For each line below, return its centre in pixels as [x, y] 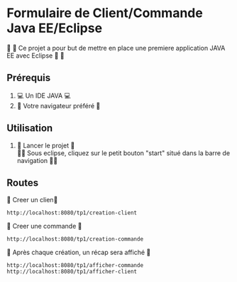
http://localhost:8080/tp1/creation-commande [75, 239]
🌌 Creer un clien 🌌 [32, 200]
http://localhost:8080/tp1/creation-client [72, 213]
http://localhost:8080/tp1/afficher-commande [75, 266]
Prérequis [29, 78]
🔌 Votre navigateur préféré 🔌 [59, 105]
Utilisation [30, 129]
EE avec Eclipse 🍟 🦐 [35, 56]
